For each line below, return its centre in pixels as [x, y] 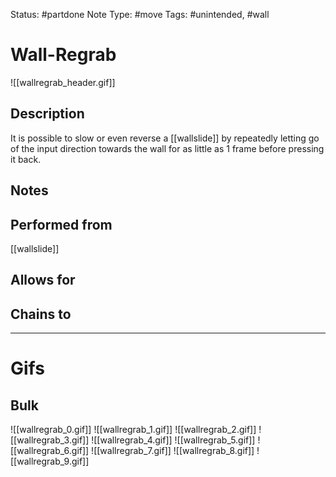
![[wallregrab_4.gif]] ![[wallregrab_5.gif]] [173, 440]
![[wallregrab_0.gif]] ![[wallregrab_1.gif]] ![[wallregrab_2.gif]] [133, 430]
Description [47, 114]
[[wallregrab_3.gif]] [50, 440]
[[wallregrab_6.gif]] [50, 451]
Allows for [43, 280]
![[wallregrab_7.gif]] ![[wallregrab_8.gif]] [173, 451]
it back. [26, 159]
